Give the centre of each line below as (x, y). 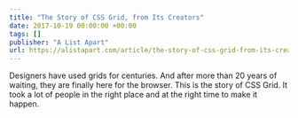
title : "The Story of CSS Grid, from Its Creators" (106, 17)
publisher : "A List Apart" (59, 42)
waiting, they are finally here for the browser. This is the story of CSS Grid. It (149, 85)
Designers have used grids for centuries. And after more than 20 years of (143, 75)
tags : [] (25, 34)
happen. (24, 104)
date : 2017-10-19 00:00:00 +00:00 (73, 26)
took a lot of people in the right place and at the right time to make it (133, 95)
